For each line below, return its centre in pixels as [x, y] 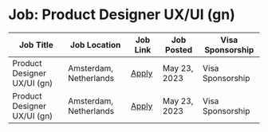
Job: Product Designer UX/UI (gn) [122, 15]
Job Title [36, 45]
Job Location [96, 45]
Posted [179, 49]
